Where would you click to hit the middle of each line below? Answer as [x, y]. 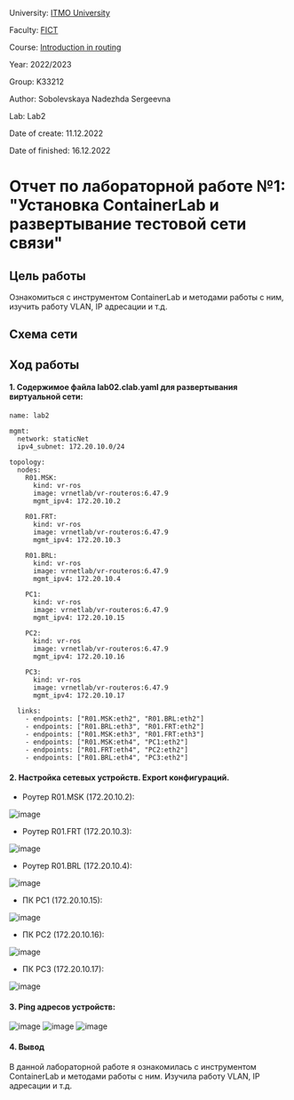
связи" [36, 243]
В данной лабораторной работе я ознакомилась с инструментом [133, 1066]
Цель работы [48, 276]
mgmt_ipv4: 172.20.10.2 [77, 501]
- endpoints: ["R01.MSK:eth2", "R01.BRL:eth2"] [115, 719]
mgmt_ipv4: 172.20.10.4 [77, 578]
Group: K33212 [37, 82]
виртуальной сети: [46, 397]
